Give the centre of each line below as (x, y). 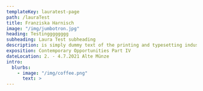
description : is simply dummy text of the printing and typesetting (94, 45)
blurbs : (21, 67)
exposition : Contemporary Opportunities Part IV (69, 51)
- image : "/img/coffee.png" (52, 73)
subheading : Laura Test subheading (51, 40)
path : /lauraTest (28, 17)
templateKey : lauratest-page (43, 12)
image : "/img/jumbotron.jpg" (43, 28)
